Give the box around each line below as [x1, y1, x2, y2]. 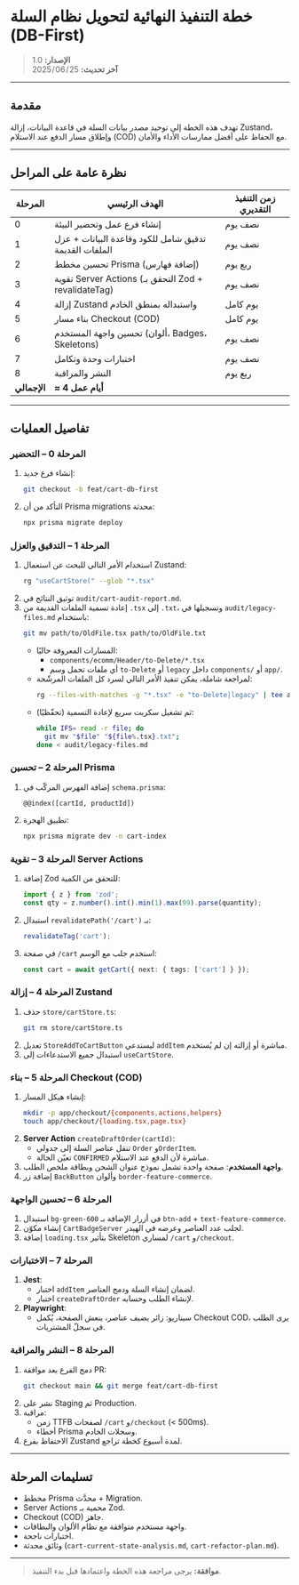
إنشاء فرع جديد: [22, 468, 75, 479]
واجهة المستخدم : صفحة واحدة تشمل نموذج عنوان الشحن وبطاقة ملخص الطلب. [22, 1161, 284, 1171]
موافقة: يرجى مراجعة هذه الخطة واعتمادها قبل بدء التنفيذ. [31, 1565, 222, 1576]
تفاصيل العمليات [10, 421, 90, 436]
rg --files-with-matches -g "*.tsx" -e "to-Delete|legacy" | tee [35, 691, 283, 700]
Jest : [22, 1275, 43, 1285]
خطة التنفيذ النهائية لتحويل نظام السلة [10, 6, 254, 27]
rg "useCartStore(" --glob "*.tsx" [22, 576, 155, 586]
